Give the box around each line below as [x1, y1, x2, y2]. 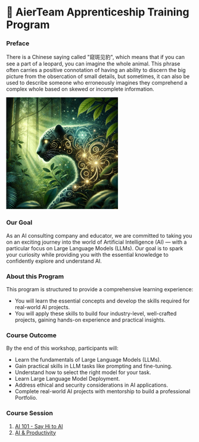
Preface [6, 39, 30, 48]
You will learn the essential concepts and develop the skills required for [14, 297, 190, 304]
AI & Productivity [14, 429, 57, 436]
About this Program [6, 272, 64, 281]
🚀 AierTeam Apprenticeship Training [6, 5, 189, 19]
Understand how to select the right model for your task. [14, 369, 151, 376]
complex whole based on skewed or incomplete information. [6, 86, 155, 93]
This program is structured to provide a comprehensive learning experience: [6, 286, 194, 293]
